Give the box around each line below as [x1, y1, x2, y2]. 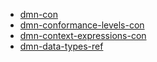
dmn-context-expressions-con [19, 30, 147, 41]
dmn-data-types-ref [19, 40, 104, 52]
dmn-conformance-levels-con [19, 19, 145, 31]
